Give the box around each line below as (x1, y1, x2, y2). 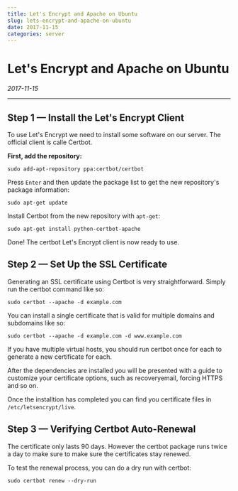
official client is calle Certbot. (7, 138, 93, 146)
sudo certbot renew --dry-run (7, 477, 97, 484)
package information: (7, 185, 69, 194)
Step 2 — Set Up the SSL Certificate (7, 259, 168, 271)
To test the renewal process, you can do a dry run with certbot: (7, 463, 191, 472)
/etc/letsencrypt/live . (7, 402, 76, 411)
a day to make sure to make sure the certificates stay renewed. (7, 449, 191, 458)
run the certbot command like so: (7, 285, 105, 293)
